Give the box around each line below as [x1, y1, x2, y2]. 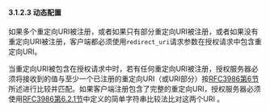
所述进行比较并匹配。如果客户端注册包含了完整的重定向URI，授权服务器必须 [8, 84, 261, 94]
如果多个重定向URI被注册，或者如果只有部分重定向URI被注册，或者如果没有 [8, 27, 259, 36]
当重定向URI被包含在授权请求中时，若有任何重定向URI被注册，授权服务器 [8, 64, 252, 74]
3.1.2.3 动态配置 [8, 7, 62, 17]
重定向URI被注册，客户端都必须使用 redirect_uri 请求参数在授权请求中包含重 [8, 37, 263, 47]
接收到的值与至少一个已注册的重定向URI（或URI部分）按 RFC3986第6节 [22, 74, 259, 84]
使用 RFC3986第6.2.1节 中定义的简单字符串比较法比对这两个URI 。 [8, 94, 225, 104]
